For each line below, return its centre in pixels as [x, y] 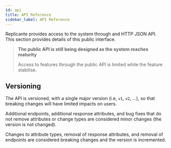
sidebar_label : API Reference [38, 19]
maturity [27, 55]
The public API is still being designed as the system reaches [83, 50]
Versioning [23, 86]
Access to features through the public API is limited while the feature [90, 65]
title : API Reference [28, 15]
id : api [14, 10]
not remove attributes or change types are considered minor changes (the [83, 119]
